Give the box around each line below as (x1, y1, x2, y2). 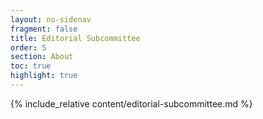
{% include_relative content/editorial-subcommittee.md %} (10, 97, 253, 110)
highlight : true (10, 71, 78, 81)
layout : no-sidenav (10, 14, 92, 25)
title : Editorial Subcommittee (10, 33, 141, 43)
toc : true (10, 61, 52, 71)
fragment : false (10, 24, 78, 34)
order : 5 (10, 42, 47, 53)
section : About (10, 52, 74, 62)
